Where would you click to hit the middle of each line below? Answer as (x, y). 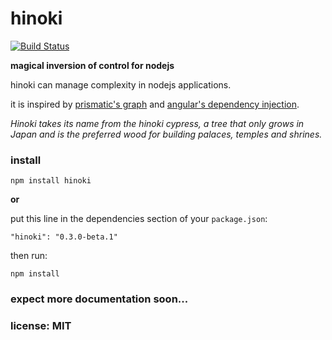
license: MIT (41, 326)
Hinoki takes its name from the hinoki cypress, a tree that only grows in (157, 123)
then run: (29, 256)
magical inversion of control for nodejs (92, 65)
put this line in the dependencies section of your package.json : (139, 219)
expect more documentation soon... (99, 299)
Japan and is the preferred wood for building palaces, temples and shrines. (166, 134)
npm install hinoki (51, 181)
